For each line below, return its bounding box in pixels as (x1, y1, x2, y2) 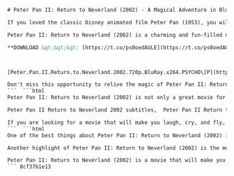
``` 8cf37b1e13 (7, 164, 52, 170)
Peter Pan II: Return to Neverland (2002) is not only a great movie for (7, 94, 226, 101)
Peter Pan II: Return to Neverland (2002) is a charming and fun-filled (7, 31, 223, 38)
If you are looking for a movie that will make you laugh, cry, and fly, (7, 118, 226, 126)
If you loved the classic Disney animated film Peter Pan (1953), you (7, 19, 217, 26)
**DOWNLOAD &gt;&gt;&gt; (7, 44, 79, 51)
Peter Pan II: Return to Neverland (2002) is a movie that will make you (7, 157, 226, 164)
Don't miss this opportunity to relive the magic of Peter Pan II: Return (7, 81, 229, 88)
